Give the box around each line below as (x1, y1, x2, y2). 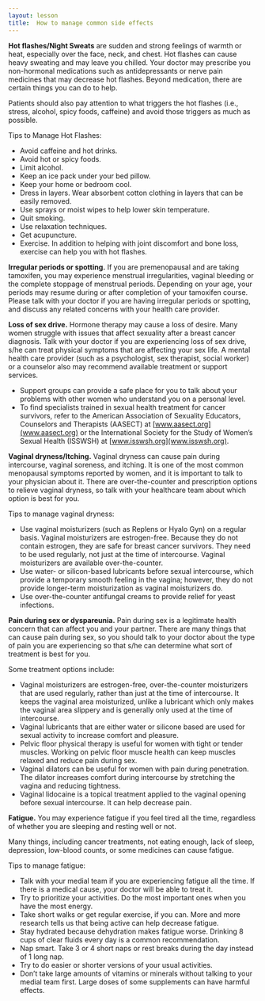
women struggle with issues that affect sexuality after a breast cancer (8, 328, 236, 338)
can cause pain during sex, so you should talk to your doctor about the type (8, 632, 256, 642)
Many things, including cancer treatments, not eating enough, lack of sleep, (8, 837, 255, 846)
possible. (8, 115, 38, 124)
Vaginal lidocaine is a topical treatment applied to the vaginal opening (19, 789, 247, 799)
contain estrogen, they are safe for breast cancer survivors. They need (19, 541, 251, 551)
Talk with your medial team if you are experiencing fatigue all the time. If (19, 876, 256, 885)
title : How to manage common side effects (8, 19, 154, 27)
